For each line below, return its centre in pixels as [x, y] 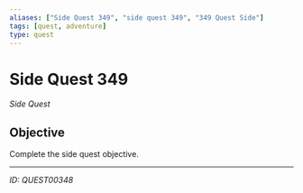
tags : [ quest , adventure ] [58, 26]
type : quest [32, 34]
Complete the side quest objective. [74, 154]
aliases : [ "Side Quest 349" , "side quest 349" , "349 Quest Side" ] [137, 18]
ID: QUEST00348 [41, 180]
